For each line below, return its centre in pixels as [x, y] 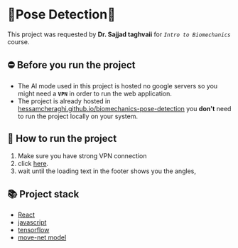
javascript [32, 222]
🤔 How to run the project [62, 139]
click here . [33, 163]
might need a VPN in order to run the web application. [94, 93]
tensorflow [33, 230]
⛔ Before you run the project [71, 65]
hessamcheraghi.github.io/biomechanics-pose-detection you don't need [124, 108]
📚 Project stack [43, 194]
